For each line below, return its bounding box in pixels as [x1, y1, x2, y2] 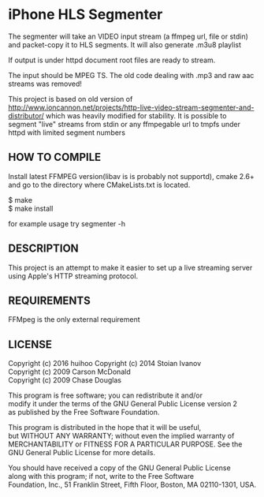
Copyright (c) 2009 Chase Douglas [8, 376, 122, 385]
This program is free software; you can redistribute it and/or [8, 390, 203, 400]
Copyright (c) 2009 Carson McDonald [8, 367, 132, 376]
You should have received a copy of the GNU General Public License [8, 463, 231, 473]
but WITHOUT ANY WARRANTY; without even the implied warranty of [8, 432, 235, 441]
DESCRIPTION [8, 242, 79, 256]
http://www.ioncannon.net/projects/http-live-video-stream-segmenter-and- [8, 103, 255, 112]
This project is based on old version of [8, 94, 133, 103]
